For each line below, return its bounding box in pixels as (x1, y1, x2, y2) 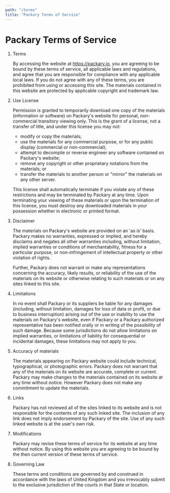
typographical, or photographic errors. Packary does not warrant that (12, 363, 158, 369)
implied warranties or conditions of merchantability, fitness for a (12, 244, 147, 250)
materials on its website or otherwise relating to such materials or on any (12, 275, 165, 282)
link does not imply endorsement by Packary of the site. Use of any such (12, 415, 165, 422)
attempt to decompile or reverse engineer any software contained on (20, 149, 164, 156)
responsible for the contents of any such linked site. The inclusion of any (12, 410, 165, 416)
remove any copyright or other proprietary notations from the (20, 161, 148, 167)
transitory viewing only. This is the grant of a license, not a (38, 118, 161, 125)
